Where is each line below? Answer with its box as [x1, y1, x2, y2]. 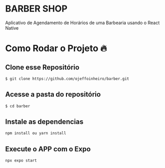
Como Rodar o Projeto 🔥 [5, 43, 107, 54]
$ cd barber [5, 104, 30, 109]
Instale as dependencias [5, 117, 84, 126]
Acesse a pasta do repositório [5, 90, 101, 99]
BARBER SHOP [5, 3, 68, 15]
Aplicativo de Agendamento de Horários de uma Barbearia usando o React [5, 20, 160, 26]
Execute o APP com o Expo [5, 144, 91, 153]
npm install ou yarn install [5, 131, 66, 136]
